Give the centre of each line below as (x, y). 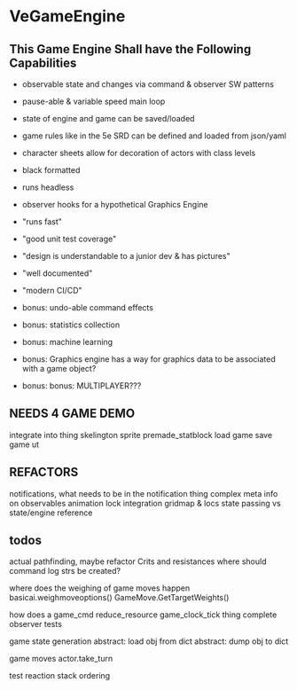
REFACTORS (44, 472)
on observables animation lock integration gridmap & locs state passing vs (145, 503)
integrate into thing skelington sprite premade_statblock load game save (141, 435)
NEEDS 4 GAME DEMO (72, 414)
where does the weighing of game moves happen (100, 588)
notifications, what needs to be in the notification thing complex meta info (144, 493)
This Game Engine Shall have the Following (130, 49)
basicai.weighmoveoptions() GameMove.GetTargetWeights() (119, 598)
